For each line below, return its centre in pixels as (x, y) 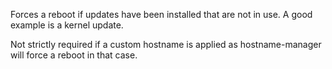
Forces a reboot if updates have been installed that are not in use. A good (161, 14)
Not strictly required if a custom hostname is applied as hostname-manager (166, 44)
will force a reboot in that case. (74, 55)
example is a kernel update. (67, 25)
